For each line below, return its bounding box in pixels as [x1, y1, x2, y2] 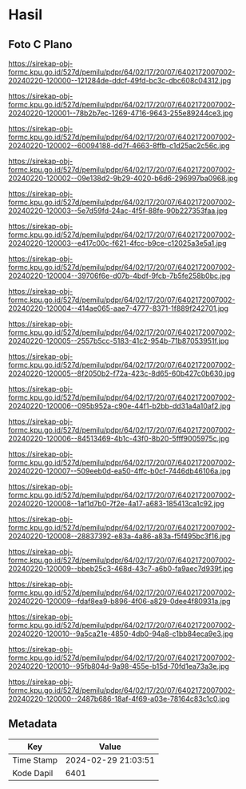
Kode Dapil [12, 767, 54, 779]
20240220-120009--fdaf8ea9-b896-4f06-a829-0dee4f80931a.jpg [8, 597, 231, 606]
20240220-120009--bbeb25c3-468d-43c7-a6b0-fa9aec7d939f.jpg [8, 564, 234, 574]
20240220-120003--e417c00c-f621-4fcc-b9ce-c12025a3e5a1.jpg [8, 239, 227, 248]
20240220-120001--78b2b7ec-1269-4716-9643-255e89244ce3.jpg [8, 108, 233, 118]
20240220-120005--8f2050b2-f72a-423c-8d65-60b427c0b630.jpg [8, 368, 236, 378]
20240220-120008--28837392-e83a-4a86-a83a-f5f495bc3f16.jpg [8, 531, 231, 541]
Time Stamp [12, 755, 58, 766]
